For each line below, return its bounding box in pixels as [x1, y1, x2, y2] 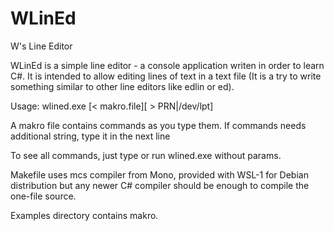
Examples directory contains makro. [10, 209, 159, 221]
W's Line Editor [10, 40, 73, 52]
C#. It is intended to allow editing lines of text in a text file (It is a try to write [10, 70, 322, 82]
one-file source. [10, 190, 77, 202]
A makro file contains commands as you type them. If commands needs [10, 119, 307, 131]
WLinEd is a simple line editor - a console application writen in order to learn [10, 59, 325, 71]
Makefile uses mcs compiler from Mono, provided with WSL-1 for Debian [10, 168, 309, 181]
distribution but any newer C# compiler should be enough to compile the [10, 179, 310, 191]
